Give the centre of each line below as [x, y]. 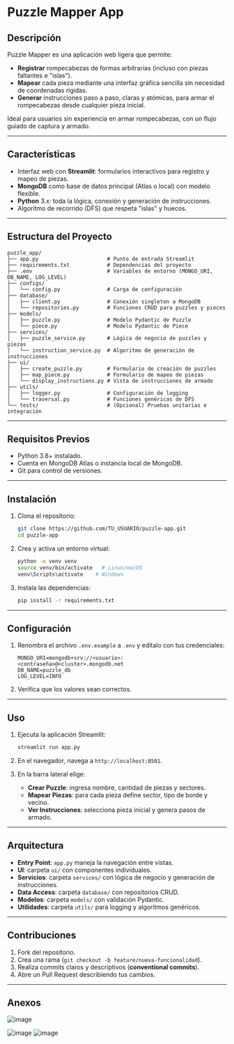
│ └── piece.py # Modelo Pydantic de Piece [98, 326]
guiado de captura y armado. [49, 126]
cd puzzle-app [38, 535]
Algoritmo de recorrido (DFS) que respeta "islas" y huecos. [102, 208]
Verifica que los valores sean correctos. [75, 689]
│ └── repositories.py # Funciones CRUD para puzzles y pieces [117, 307]
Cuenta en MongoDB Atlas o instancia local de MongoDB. [100, 463]
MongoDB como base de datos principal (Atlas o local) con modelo [114, 186]
